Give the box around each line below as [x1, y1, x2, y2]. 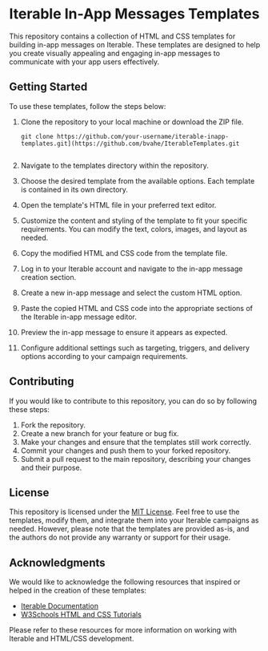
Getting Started [9, 80, 88, 94]
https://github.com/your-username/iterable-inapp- [56, 132, 230, 140]
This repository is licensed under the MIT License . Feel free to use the [9, 507, 240, 517]
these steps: [9, 404, 50, 414]
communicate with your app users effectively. [9, 57, 160, 67]
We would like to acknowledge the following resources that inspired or [9, 577, 241, 587]
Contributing [9, 374, 74, 389]
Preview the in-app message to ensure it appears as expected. [20, 327, 228, 337]
